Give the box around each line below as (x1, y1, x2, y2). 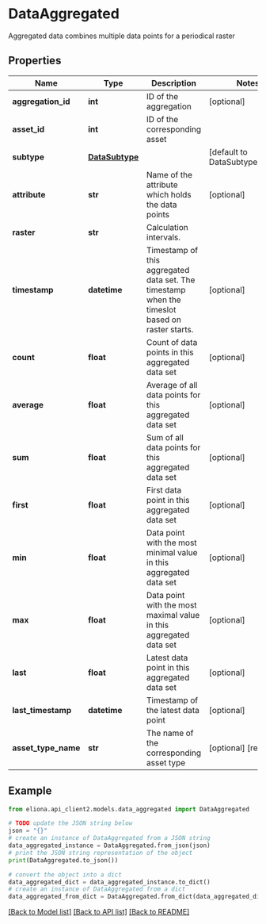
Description (151, 77, 196, 88)
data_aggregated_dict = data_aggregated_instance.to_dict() (8, 878, 211, 886)
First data (146, 485, 182, 496)
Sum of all (146, 431, 184, 443)
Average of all (146, 379, 198, 390)
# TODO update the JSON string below (8, 819, 133, 827)
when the (146, 294, 181, 305)
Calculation (146, 221, 188, 232)
